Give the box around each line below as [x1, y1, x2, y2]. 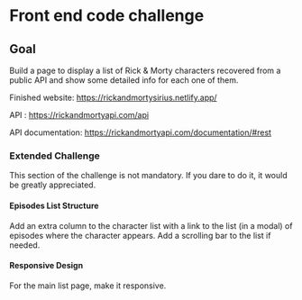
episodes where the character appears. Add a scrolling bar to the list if [9, 230, 271, 241]
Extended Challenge [9, 150, 101, 162]
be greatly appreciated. [9, 179, 96, 190]
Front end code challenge [9, 5, 205, 26]
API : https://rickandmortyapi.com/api [9, 110, 150, 120]
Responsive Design [9, 260, 84, 271]
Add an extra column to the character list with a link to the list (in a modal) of [9, 220, 293, 231]
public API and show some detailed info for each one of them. [9, 75, 239, 86]
